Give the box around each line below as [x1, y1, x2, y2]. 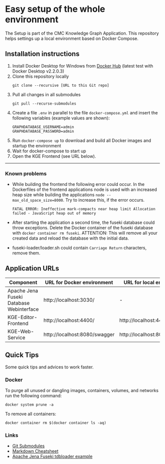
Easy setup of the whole [5, 3, 106, 15]
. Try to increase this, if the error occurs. [63, 197, 145, 203]
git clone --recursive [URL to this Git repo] [12, 83, 110, 88]
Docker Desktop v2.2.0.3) [12, 68, 65, 74]
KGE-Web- [7, 328, 34, 335]
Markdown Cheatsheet [12, 448, 59, 454]
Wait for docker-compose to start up [12, 148, 86, 154]
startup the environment [12, 143, 61, 148]
